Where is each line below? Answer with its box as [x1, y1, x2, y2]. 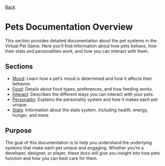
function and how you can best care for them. [5, 155, 98, 161]
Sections [5, 63, 33, 71]
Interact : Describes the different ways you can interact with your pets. [12, 91, 154, 97]
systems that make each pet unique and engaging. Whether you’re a [5, 145, 144, 151]
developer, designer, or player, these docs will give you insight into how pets [5, 150, 160, 156]
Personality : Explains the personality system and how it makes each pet [12, 96, 158, 102]
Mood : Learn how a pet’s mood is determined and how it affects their [12, 75, 153, 81]
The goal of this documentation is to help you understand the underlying [5, 139, 152, 145]
